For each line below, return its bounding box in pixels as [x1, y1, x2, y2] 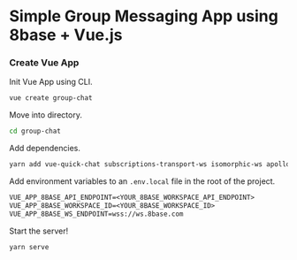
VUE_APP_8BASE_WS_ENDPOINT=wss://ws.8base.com [9, 210, 184, 218]
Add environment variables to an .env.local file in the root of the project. [9, 176, 276, 187]
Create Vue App [9, 57, 80, 69]
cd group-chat [9, 126, 62, 136]
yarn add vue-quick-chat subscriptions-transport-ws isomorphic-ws [9, 160, 263, 169]
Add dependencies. [9, 143, 81, 154]
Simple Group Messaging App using [9, 6, 278, 27]
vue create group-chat [9, 94, 93, 103]
